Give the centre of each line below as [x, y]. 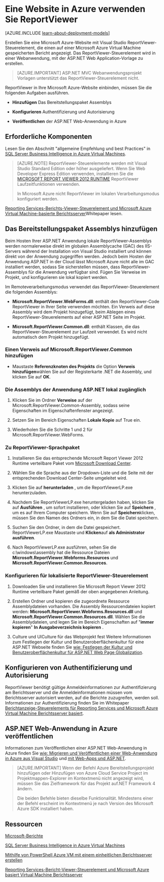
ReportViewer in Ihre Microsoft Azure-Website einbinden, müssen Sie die [79, 87]
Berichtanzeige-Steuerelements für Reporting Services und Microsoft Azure [82, 708]
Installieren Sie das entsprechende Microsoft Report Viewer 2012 [78, 458]
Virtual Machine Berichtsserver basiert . [45, 713]
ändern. [25, 789]
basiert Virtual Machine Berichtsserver [44, 875]
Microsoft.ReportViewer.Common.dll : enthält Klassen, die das [76, 327]
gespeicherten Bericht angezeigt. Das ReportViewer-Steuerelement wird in [80, 53]
